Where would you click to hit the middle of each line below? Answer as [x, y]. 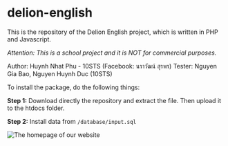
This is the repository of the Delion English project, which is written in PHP [113, 32]
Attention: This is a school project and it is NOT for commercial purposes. [112, 53]
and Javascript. [29, 39]
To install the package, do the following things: [74, 87]
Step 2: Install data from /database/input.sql [72, 121]
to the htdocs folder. [36, 108]
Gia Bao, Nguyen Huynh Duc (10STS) [60, 73]
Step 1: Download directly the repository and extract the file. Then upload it [114, 100]
